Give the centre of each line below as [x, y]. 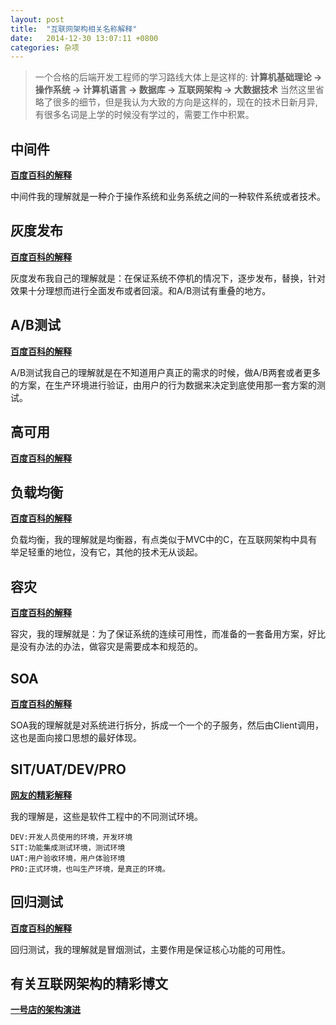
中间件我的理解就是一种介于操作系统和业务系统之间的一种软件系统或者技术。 [168, 197]
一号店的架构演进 [45, 1010]
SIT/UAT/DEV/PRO [68, 769]
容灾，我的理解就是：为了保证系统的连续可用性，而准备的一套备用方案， [159, 634]
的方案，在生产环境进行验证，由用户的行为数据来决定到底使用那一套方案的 [163, 385]
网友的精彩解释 [41, 795]
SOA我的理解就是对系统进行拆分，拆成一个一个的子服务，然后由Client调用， [167, 725]
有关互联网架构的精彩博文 [89, 983]
